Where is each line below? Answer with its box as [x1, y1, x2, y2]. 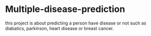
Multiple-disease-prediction [5, 3, 125, 15]
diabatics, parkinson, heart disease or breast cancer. [5, 25, 114, 31]
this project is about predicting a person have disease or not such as [5, 20, 146, 26]
